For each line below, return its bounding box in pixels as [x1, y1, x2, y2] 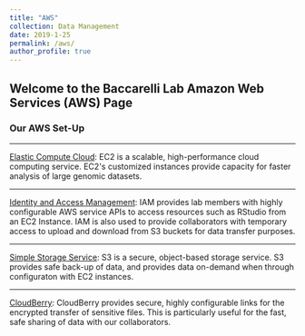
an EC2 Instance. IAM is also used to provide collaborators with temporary [9, 215, 288, 227]
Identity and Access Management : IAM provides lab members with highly [9, 196, 283, 207]
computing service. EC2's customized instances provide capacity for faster [9, 161, 291, 172]
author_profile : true [9, 47, 92, 56]
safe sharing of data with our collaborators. [9, 316, 171, 327]
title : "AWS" [9, 13, 59, 23]
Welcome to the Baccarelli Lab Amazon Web [9, 81, 265, 96]
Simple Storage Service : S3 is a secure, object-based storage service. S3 [9, 252, 284, 262]
